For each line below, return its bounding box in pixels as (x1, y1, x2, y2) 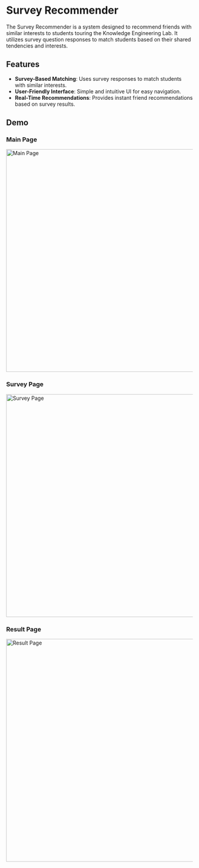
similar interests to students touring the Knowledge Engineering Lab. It (6, 29, 178, 36)
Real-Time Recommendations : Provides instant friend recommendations (14, 94, 193, 101)
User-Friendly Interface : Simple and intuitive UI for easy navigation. (14, 87, 182, 95)
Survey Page (6, 380, 44, 389)
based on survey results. (14, 100, 75, 108)
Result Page (6, 625, 41, 633)
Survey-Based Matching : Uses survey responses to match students (14, 75, 182, 82)
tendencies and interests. (6, 42, 68, 49)
